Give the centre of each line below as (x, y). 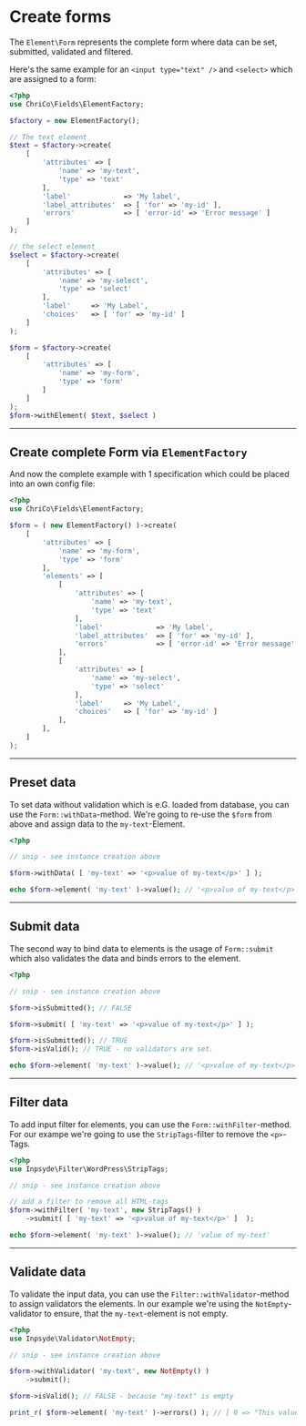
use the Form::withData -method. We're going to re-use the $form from (141, 814)
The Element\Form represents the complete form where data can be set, (143, 42)
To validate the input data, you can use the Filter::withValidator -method (149, 1294)
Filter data (39, 1102)
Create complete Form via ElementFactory (128, 452)
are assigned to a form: (53, 78)
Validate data (48, 1272)
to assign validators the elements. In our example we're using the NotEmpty (149, 1303)
